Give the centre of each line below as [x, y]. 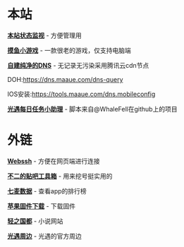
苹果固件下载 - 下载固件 [42, 206]
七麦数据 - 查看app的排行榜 [47, 191]
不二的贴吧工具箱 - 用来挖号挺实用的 [60, 176]
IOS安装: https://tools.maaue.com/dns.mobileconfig [81, 94]
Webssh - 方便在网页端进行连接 [54, 161]
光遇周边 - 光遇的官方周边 [45, 236]
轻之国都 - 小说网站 [35, 221]
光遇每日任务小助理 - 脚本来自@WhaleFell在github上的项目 [92, 109]
